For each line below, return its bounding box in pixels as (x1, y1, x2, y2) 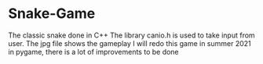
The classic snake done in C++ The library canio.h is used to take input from (8, 30, 255, 40)
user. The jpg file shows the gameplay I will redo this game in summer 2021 (8, 38, 251, 48)
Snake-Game (8, 5, 96, 23)
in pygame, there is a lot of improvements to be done (8, 47, 179, 56)
